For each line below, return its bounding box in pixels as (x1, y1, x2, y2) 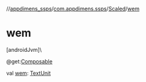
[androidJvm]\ (6, 46, 42, 53)
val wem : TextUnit (6, 69, 51, 77)
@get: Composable (6, 57, 53, 65)
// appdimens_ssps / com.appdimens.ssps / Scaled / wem (6, 5, 140, 12)
